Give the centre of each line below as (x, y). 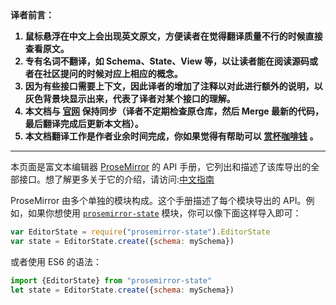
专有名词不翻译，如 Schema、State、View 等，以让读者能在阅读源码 (167, 61)
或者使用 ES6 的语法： (56, 261)
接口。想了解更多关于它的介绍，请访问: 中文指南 (116, 179)
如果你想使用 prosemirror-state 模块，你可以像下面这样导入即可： (164, 213)
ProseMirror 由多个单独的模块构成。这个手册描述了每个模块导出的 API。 (158, 200)
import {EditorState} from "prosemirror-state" (111, 280)
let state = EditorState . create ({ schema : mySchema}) (122, 290)
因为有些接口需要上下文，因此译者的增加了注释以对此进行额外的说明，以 (173, 86)
